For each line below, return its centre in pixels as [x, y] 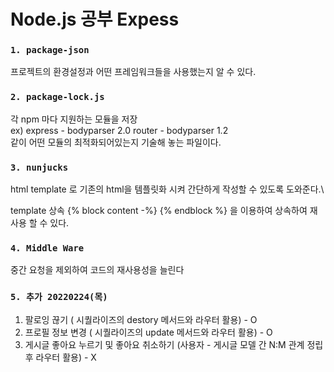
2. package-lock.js [57, 97]
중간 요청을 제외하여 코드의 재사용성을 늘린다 [97, 270]
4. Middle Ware [47, 248]
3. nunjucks [39, 167]
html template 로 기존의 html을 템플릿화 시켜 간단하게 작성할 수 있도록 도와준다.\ [167, 189]
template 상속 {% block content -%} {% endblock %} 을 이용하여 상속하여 [159, 211]
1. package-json [50, 50]
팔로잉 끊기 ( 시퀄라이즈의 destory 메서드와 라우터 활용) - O [141, 319]
